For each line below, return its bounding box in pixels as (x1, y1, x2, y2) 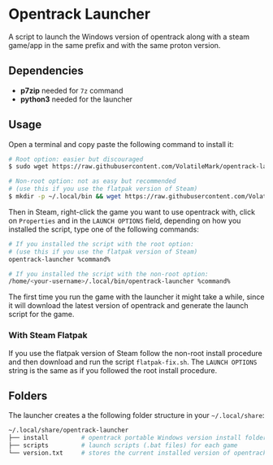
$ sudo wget (8, 163, 49, 171)
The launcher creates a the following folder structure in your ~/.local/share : (8, 411, 265, 420)
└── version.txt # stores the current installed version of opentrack (8, 449, 267, 458)
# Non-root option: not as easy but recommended (8, 177, 176, 185)
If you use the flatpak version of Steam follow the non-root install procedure (8, 348, 262, 358)
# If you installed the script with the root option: (8, 240, 195, 248)
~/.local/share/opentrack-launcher (8, 426, 129, 435)
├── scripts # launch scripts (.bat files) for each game (8, 441, 238, 450)
